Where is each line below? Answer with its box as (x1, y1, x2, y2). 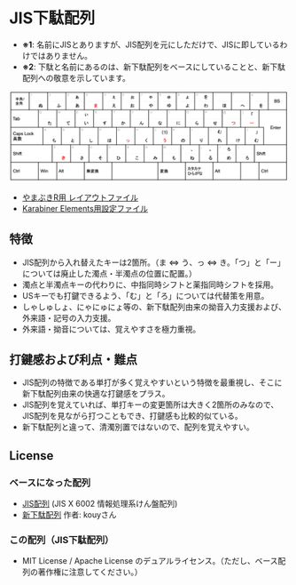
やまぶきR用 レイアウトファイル (21, 192, 139, 203)
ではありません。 (29, 50, 93, 60)
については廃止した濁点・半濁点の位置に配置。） (21, 268, 198, 278)
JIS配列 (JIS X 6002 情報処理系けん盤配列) (21, 499, 178, 509)
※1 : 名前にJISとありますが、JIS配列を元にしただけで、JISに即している (21, 39, 281, 50)
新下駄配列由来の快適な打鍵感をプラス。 (21, 389, 170, 399)
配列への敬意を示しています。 (21, 72, 130, 83)
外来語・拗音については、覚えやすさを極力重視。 (21, 324, 201, 334)
